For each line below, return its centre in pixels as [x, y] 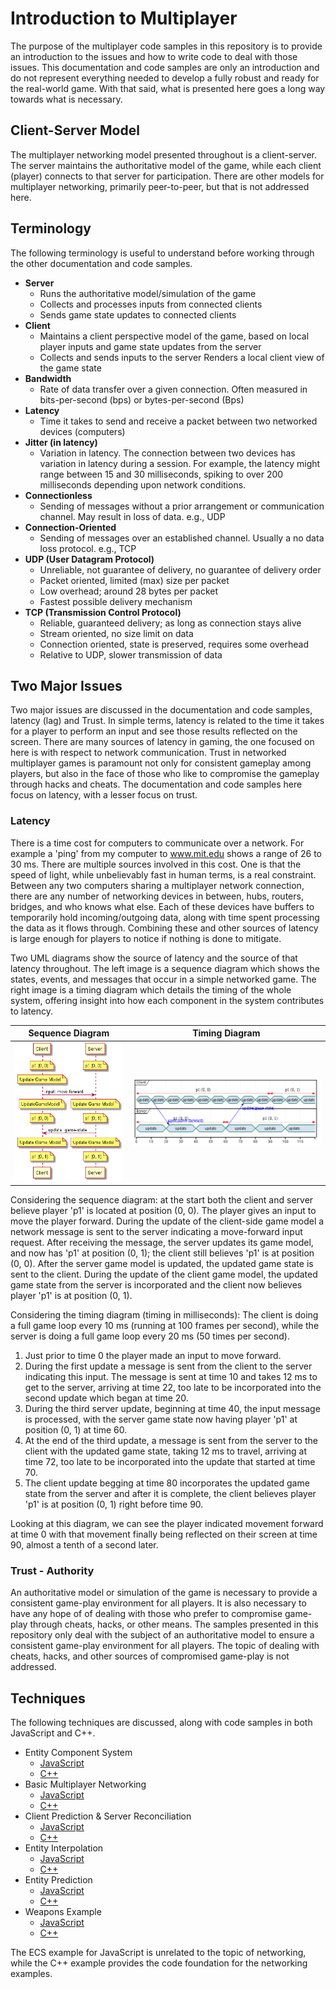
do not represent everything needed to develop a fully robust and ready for [165, 78]
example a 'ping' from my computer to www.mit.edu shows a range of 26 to [166, 853]
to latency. [31, 1011]
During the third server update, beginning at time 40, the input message [172, 1409]
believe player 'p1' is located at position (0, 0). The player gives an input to [163, 1211]
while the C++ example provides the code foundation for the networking [159, 1963]
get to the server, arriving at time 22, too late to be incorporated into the [173, 1388]
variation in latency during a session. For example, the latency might [180, 463]
